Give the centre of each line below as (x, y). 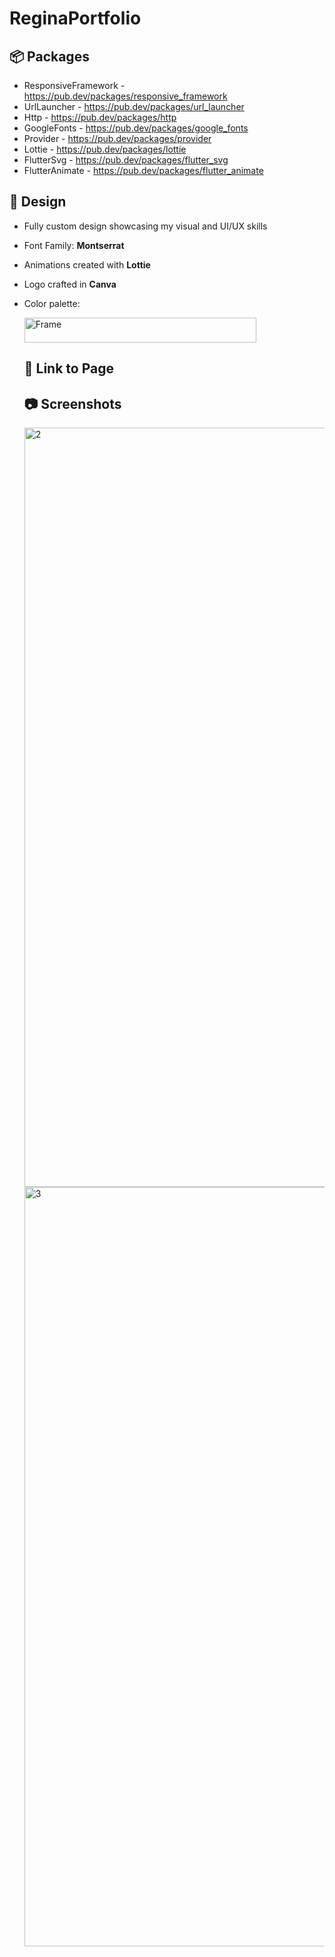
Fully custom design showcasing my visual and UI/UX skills (145, 226)
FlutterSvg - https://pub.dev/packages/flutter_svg (126, 160)
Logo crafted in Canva (70, 284)
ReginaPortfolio (75, 18)
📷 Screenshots (72, 403)
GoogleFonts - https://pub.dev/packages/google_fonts (136, 128)
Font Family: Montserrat (74, 245)
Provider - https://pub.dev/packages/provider (117, 138)
